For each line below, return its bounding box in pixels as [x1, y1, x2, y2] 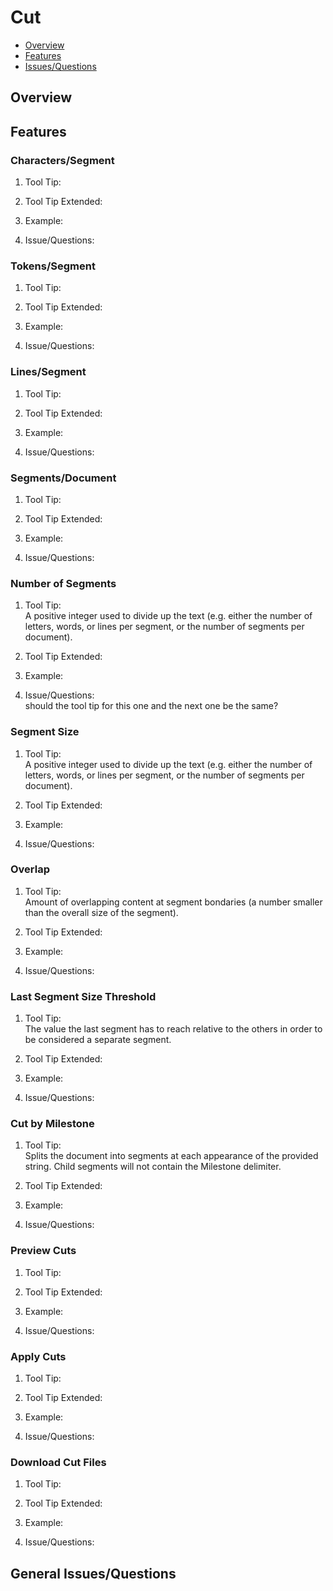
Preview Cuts [10, 1244, 77, 1258]
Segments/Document [10, 471, 117, 485]
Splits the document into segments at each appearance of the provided [24, 1150, 319, 1162]
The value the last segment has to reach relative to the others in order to [24, 1023, 323, 1035]
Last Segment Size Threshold [10, 989, 157, 1003]
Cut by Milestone [10, 1117, 95, 1131]
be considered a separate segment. [24, 1034, 172, 1046]
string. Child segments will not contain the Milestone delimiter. [24, 1161, 282, 1173]
